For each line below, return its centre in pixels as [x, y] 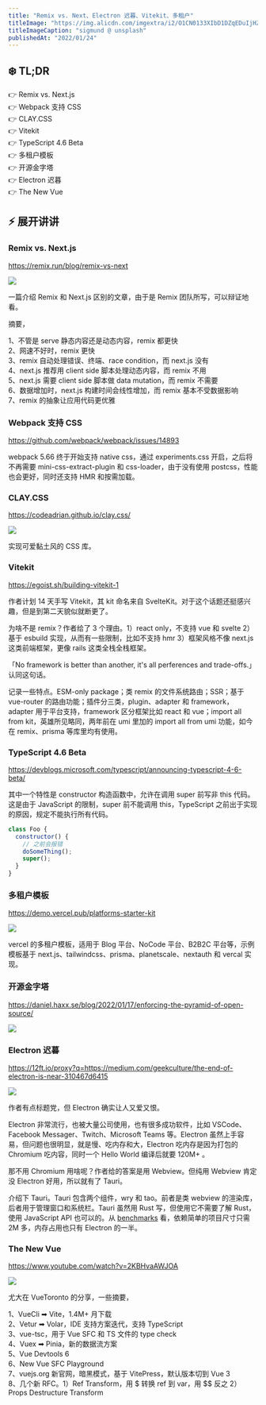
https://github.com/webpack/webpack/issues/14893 [94, 441]
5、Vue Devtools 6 [39, 1354]
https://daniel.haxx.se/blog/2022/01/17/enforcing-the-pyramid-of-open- [126, 1005]
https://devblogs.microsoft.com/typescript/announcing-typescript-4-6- [125, 769]
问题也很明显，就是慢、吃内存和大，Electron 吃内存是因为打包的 [134, 1144]
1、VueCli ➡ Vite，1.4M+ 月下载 [60, 1314]
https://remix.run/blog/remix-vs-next [68, 265]
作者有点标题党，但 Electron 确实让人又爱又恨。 [86, 1107]
